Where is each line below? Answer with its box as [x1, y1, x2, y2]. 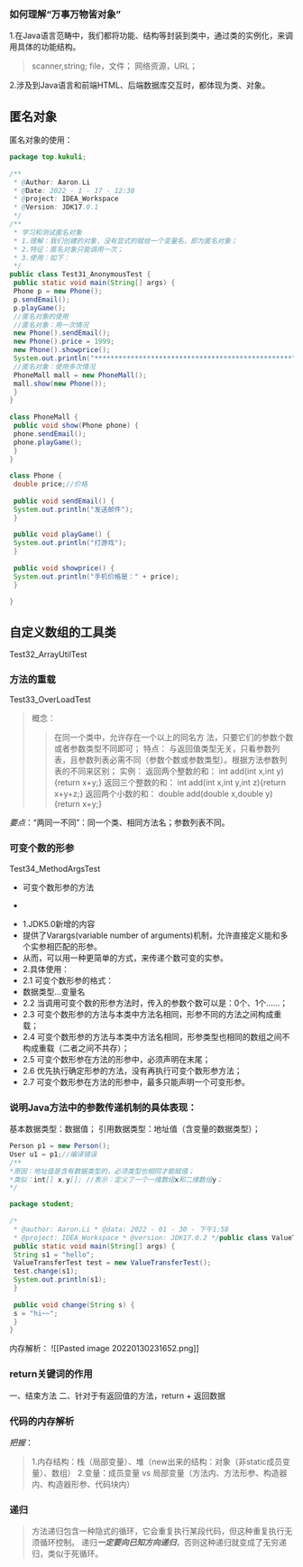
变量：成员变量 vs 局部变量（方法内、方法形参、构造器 [84, 1467, 288, 1478]
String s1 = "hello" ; [13, 1250, 95, 1259]
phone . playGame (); [13, 438, 83, 447]
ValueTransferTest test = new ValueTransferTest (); [13, 1258, 212, 1267]
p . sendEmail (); [13, 295, 70, 304]
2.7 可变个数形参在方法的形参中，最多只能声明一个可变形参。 [22, 1076, 251, 1087]
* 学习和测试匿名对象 [13, 227, 83, 236]
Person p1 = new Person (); [9, 1142, 111, 1151]
